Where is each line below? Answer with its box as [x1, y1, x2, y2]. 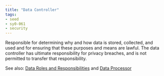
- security [5, 26, 28, 31]
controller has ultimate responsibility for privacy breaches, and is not [5, 50, 146, 56]
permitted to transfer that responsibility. [5, 55, 87, 61]
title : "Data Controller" [5, 7, 59, 12]
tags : [5, 12, 16, 17]
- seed [5, 16, 19, 21]
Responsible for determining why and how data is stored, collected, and [5, 39, 153, 45]
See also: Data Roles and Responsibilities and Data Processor [5, 65, 132, 71]
